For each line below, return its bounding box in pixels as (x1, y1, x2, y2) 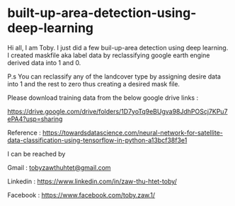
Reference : (7, 128, 41, 137)
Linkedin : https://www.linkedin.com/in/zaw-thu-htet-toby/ (7, 177, 177, 185)
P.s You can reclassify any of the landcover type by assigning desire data (7, 72, 222, 81)
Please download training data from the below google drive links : (7, 93, 199, 102)
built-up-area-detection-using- (7, 5, 197, 21)
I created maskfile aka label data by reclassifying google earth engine (7, 51, 210, 59)
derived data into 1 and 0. (7, 58, 81, 67)
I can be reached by (7, 149, 66, 158)
